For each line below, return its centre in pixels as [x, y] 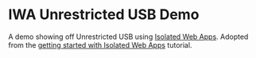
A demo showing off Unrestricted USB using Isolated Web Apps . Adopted [128, 37]
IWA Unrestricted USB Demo [104, 15]
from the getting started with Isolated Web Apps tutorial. [100, 44]
